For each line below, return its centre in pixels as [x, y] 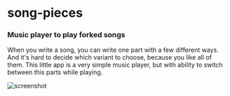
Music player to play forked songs [66, 35]
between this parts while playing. [55, 72]
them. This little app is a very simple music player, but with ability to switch [115, 65]
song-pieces [45, 13]
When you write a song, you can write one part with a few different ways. [113, 50]
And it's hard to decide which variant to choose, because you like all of [110, 57]
